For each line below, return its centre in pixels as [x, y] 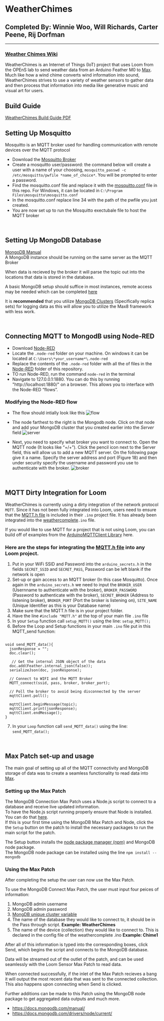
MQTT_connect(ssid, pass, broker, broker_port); [60, 683]
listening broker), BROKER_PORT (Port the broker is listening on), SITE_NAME [84, 600]
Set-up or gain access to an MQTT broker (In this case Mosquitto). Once [85, 580]
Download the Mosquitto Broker [44, 159]
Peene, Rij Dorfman [35, 34]
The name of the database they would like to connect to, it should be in [83, 920]
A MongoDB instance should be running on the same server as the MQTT [79, 257]
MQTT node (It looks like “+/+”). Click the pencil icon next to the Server [84, 447]
